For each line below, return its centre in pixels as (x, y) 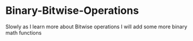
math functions (24, 32)
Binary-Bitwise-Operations (72, 11)
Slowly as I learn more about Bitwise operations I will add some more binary (96, 27)
